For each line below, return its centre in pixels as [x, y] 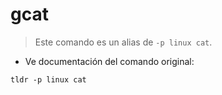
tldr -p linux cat [48, 79]
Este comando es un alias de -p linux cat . [123, 42]
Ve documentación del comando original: [109, 61]
